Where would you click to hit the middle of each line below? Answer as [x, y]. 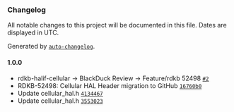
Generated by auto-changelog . [51, 46]
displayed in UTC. [33, 32]
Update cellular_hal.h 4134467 [60, 93]
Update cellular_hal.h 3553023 [60, 101]
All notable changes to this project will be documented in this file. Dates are [117, 25]
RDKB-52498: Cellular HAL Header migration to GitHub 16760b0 [110, 85]
